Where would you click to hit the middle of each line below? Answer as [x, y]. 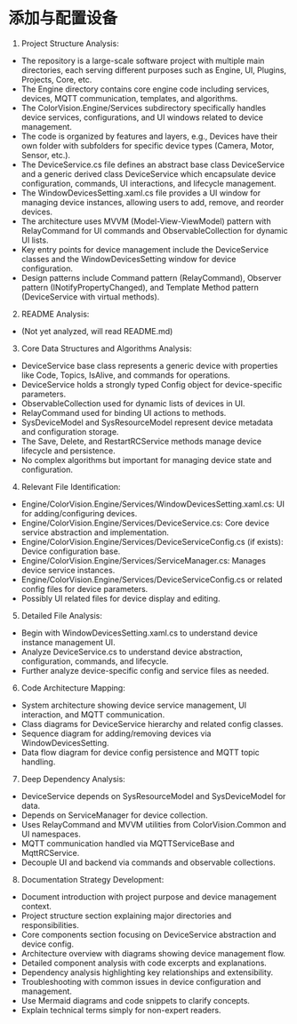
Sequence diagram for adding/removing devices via [116, 733]
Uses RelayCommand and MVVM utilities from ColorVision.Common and [153, 824]
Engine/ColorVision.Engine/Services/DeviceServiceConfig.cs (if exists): [152, 541]
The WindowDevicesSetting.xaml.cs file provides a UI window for [141, 193]
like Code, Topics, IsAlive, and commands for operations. [125, 375]
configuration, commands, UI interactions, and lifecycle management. [148, 183]
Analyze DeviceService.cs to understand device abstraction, [132, 652]
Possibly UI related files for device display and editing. [120, 598]
